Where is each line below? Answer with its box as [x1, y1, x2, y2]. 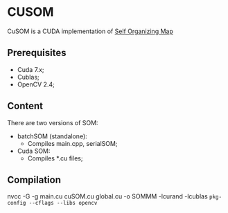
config [7, 200, 26, 207]
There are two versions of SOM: [7, 118, 98, 127]
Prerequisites [7, 47, 67, 59]
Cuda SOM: [17, 147, 51, 155]
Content [7, 100, 44, 112]
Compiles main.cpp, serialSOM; [27, 139, 118, 147]
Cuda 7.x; [17, 65, 44, 73]
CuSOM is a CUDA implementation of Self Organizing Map [7, 27, 173, 35]
